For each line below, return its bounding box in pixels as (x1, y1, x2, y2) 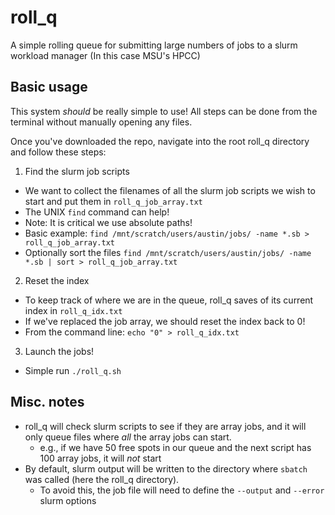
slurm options (39, 494, 97, 506)
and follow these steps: (10, 146, 107, 158)
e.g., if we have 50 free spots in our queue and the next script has (39, 441, 312, 453)
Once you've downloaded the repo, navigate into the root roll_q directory (10, 135, 310, 147)
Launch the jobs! (24, 345, 95, 357)
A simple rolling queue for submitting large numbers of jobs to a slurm (10, 39, 298, 51)
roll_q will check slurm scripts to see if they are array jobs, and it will (24, 420, 307, 432)
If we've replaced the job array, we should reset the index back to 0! (24, 315, 306, 327)
